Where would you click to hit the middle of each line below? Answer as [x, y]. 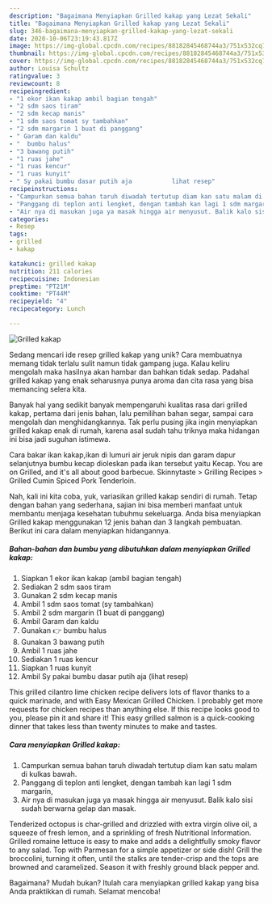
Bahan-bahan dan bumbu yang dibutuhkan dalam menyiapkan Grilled [130, 549]
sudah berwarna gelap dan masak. [78, 808]
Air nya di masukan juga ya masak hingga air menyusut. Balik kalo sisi [137, 800]
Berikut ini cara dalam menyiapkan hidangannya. [90, 530]
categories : [29, 219]
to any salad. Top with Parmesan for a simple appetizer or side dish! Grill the [136, 850]
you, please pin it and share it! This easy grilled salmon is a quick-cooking [132, 718]
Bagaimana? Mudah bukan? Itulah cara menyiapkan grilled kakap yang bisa [134, 882]
